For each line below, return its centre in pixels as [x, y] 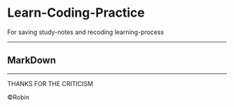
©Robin [18, 97]
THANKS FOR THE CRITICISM [50, 83]
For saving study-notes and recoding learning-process [86, 32]
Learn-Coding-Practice [76, 13]
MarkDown [32, 60]
